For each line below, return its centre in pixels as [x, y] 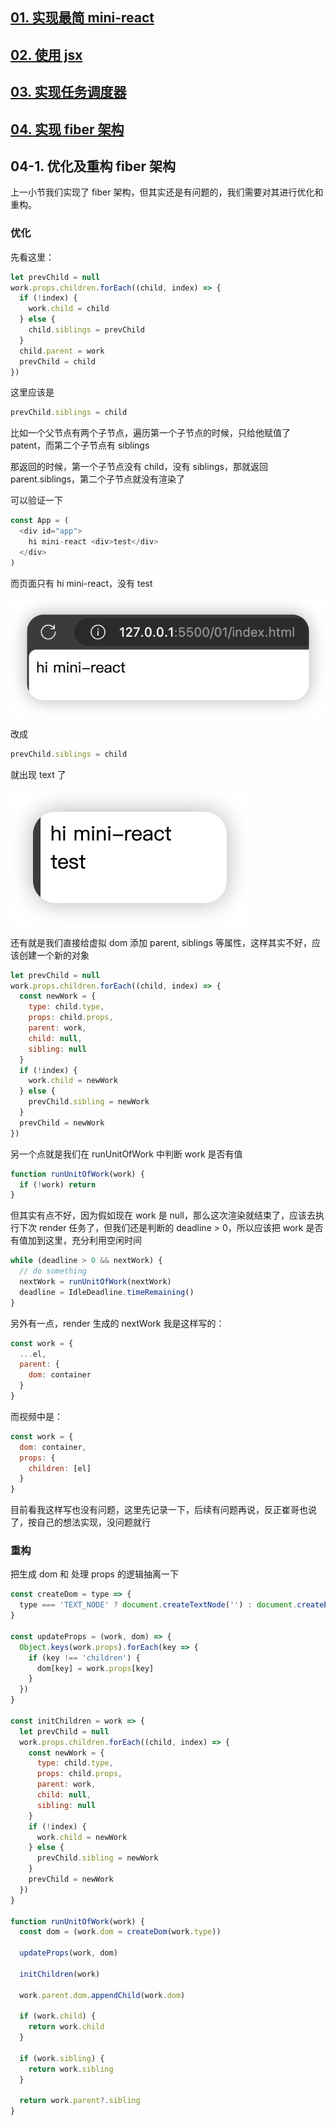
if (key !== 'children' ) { [84, 1658]
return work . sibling [71, 2069]
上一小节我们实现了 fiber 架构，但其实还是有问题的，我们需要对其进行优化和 [167, 192]
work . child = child [69, 309]
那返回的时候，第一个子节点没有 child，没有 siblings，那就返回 [139, 467]
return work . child [66, 2027]
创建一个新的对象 [54, 955]
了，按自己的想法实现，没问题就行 [80, 1522]
